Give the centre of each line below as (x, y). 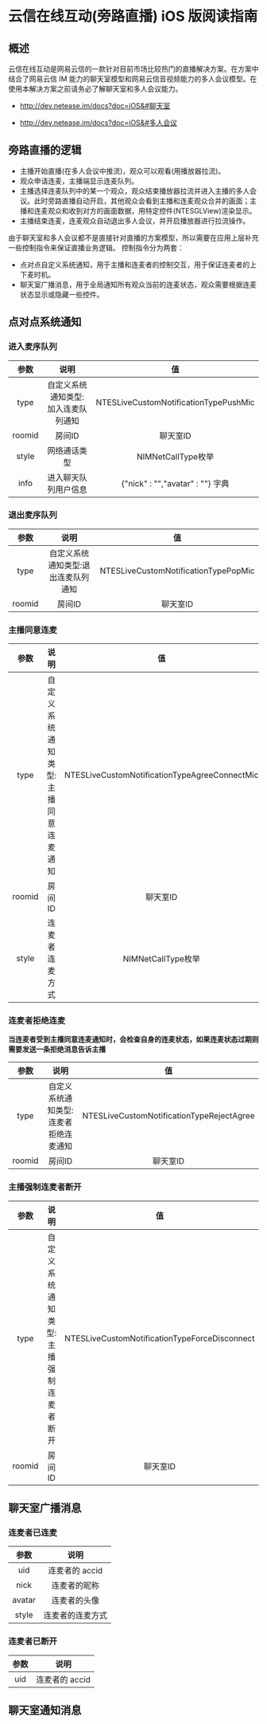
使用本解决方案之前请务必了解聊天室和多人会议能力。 (95, 89)
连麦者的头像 (75, 1600)
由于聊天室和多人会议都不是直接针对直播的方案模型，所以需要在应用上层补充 (133, 238)
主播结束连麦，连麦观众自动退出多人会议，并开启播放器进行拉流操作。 (135, 221)
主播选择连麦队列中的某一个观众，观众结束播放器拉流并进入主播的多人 (135, 190)
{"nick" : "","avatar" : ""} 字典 (175, 483)
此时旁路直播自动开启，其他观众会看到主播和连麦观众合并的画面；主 (145, 201)
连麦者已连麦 (33, 1533)
